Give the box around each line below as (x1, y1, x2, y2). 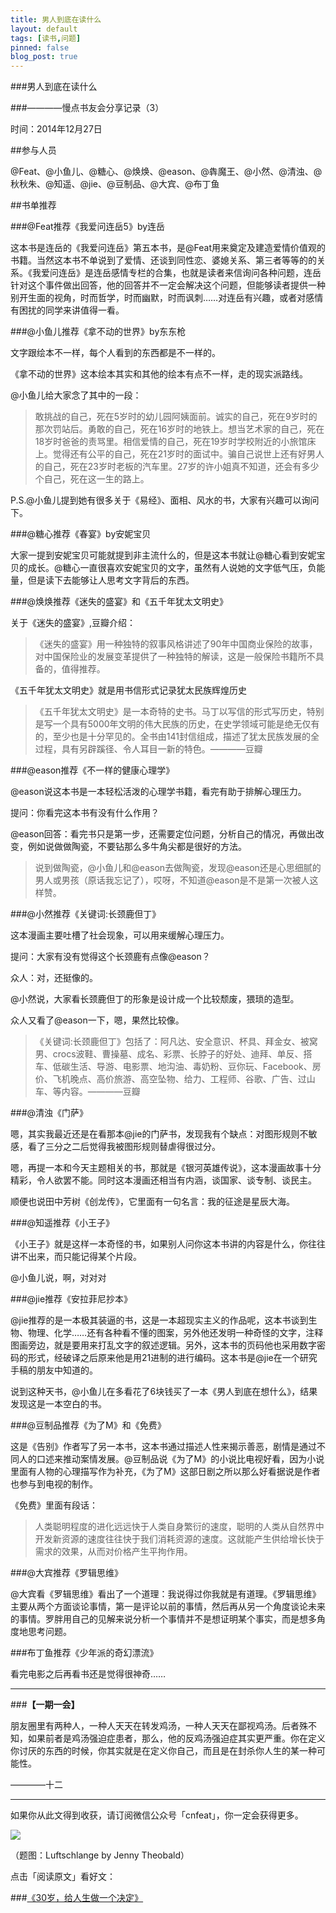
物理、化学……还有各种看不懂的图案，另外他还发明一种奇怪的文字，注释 (27, 1327, 324, 1339)
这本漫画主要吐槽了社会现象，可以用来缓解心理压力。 (10, 929, 230, 941)
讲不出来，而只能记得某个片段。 (10, 1251, 142, 1263)
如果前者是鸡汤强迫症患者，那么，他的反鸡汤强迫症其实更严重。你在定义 (27, 1732, 326, 1745)
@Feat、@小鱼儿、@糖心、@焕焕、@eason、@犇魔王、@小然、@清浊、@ (10, 166, 323, 178)
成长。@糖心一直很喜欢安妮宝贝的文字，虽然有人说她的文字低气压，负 (27, 562, 317, 574)
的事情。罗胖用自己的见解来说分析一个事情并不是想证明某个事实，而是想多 (10, 1613, 317, 1625)
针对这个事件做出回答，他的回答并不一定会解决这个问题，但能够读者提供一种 (10, 279, 326, 291)
